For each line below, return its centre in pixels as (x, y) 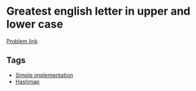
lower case (35, 24)
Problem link (22, 41)
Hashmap (27, 81)
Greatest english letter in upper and (99, 11)
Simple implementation (44, 75)
